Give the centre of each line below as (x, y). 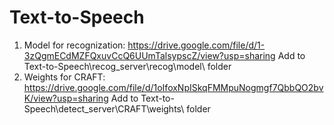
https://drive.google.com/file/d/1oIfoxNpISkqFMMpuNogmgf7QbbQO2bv (173, 87)
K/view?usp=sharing (66, 98)
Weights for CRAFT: (64, 77)
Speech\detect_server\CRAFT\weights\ (104, 108)
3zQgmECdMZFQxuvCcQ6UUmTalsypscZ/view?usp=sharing (149, 55)
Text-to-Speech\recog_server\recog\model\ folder (127, 66)
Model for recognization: (74, 45)
